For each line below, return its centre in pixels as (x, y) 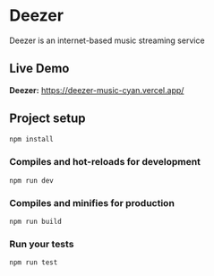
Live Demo (39, 69)
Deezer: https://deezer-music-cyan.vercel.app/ (97, 90)
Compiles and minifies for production (92, 203)
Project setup (48, 119)
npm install (31, 139)
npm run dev (31, 180)
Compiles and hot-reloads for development (105, 162)
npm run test (34, 263)
